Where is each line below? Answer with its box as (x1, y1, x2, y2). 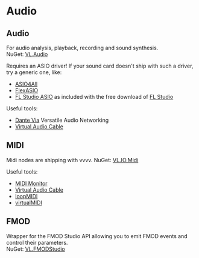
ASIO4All (14, 80, 38, 87)
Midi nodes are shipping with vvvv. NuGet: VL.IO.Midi (6, 156, 139, 163)
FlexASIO (14, 87, 39, 94)
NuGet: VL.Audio (6, 51, 48, 58)
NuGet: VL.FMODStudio (6, 245, 65, 253)
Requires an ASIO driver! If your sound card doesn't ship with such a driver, (6, 62, 194, 69)
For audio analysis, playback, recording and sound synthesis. (6, 44, 159, 51)
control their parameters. (6, 239, 68, 246)
